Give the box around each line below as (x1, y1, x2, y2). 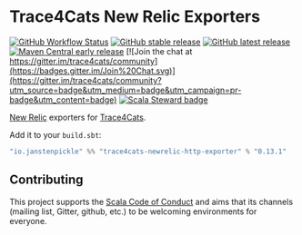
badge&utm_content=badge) (9, 93, 117, 105)
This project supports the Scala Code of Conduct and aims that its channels (9, 196, 294, 207)
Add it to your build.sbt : (9, 129, 102, 140)
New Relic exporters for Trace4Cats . (9, 112, 146, 122)
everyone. (9, 215, 47, 226)
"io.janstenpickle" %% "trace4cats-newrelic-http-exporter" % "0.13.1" (9, 147, 287, 156)
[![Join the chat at (126, 45, 193, 56)
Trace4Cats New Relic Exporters (9, 6, 261, 27)
